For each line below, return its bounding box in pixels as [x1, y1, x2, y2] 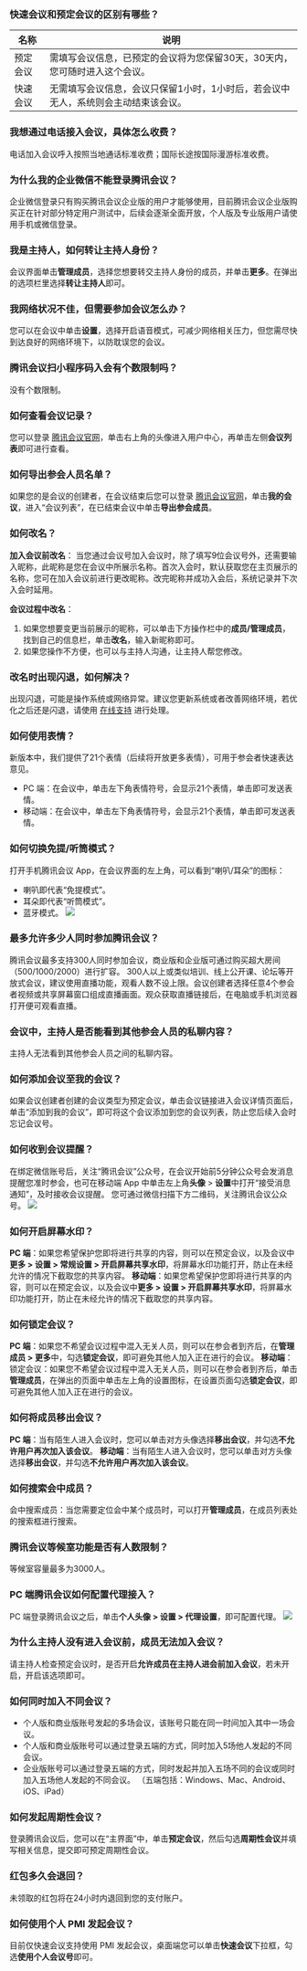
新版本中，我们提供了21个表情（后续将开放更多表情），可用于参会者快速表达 [9, 752, 294, 764]
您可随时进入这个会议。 [49, 66, 151, 79]
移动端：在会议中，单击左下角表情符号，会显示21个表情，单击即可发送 [22, 806, 288, 817]
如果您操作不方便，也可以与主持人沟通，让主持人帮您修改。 [22, 646, 248, 657]
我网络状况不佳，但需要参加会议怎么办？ [9, 303, 187, 316]
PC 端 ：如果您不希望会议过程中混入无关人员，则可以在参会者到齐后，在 [9, 1341, 279, 1352]
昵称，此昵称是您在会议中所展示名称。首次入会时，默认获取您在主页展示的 [16, 561, 298, 572]
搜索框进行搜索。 [16, 1515, 82, 1526]
